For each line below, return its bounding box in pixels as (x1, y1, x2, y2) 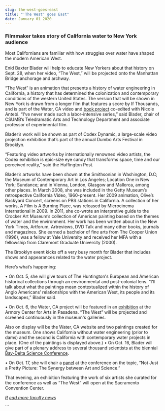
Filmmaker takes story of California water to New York (5, 33, 137, 39)
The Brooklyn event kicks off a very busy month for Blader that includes (5, 249, 151, 255)
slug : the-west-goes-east (5, 7, 58, 12)
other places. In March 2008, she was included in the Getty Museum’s (5, 187, 147, 193)
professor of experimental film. (5, 121, 68, 127)
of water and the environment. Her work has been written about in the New (5, 218, 158, 224)
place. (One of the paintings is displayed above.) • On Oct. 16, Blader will (5, 339, 153, 345)
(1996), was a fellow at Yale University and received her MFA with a (5, 234, 142, 240)
